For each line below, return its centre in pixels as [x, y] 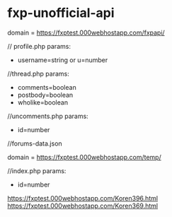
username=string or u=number [63, 60]
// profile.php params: [39, 46]
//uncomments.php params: [48, 116]
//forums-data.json [35, 143]
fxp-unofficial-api [61, 13]
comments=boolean [47, 87]
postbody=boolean [45, 95]
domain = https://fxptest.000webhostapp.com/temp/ [84, 157]
